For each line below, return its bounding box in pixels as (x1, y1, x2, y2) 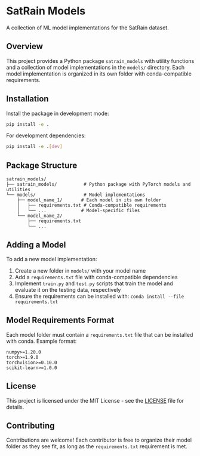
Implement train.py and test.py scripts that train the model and (14, 280, 173, 287)
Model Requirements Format (6, 315, 115, 325)
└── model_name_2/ (17, 213, 63, 219)
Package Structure (6, 160, 78, 170)
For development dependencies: (6, 132, 86, 139)
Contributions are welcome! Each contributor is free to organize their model (6, 436, 192, 444)
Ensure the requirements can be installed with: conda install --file (14, 292, 184, 300)
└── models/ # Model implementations (6, 192, 146, 198)
